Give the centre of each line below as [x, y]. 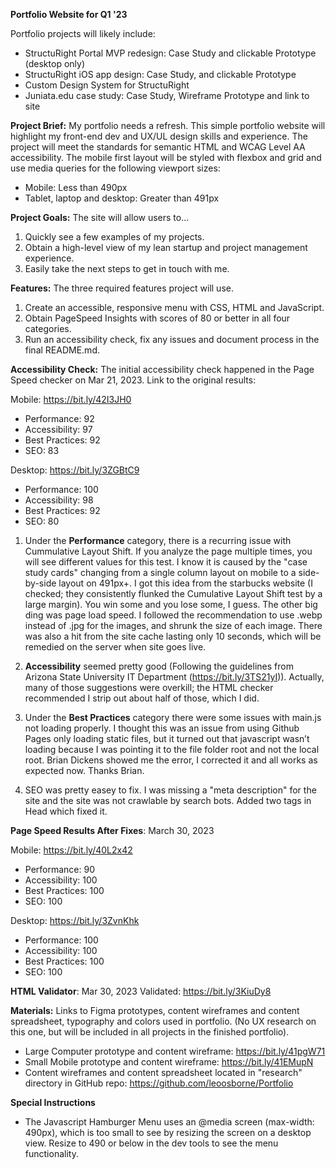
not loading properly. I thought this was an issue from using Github [162, 728]
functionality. [51, 1153]
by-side [40, 583]
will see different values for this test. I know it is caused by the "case [166, 562]
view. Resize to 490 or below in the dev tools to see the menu [151, 1143]
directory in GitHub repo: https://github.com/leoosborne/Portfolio [159, 1083]
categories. [48, 328]
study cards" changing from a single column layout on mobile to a [160, 572]
